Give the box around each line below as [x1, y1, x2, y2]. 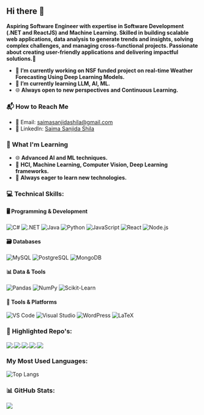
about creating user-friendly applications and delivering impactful [6, 48, 179, 56]
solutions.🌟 [6, 54, 36, 62]
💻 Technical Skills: [6, 190, 64, 198]
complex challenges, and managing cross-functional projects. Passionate [6, 42, 198, 49]
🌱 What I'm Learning [6, 140, 69, 149]
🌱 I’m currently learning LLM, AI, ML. [15, 80, 110, 87]
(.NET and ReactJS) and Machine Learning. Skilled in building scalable [6, 29, 189, 36]
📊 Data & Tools [6, 268, 46, 275]
